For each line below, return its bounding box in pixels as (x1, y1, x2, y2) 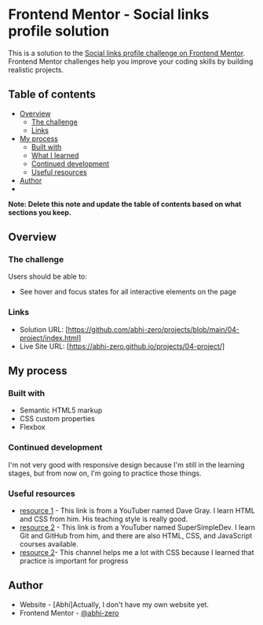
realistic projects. (8, 65, 64, 74)
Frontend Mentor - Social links (8, 6, 210, 24)
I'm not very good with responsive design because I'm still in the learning (8, 460, 245, 469)
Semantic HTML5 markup (19, 405, 103, 415)
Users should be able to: (8, 272, 88, 281)
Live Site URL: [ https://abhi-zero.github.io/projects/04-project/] (19, 341, 225, 351)
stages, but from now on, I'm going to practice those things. (8, 468, 202, 478)
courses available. (19, 539, 79, 549)
